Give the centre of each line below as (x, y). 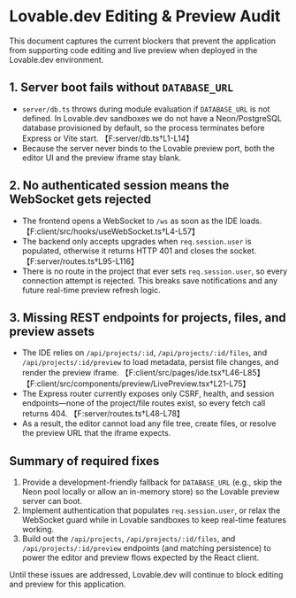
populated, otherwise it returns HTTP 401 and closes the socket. (139, 251)
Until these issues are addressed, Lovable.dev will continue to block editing (146, 575)
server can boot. (52, 501)
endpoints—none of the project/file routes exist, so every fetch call (144, 403)
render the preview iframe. (70, 373)
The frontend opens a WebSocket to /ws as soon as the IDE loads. (142, 221)
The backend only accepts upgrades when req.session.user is (137, 241)
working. (38, 530)
